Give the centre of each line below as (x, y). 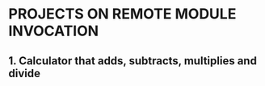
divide (24, 73)
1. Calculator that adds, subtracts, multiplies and (132, 61)
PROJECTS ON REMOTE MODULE (122, 14)
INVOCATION (54, 31)
